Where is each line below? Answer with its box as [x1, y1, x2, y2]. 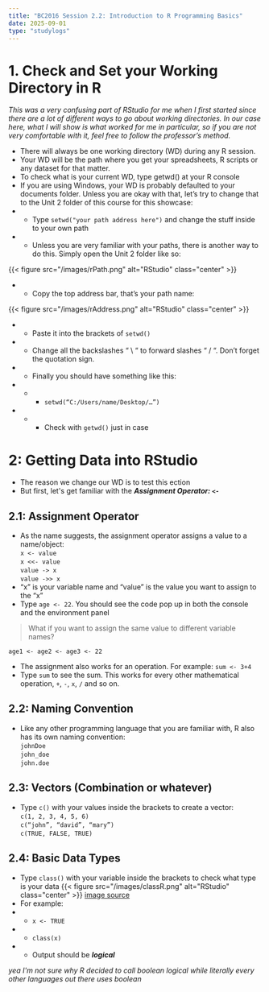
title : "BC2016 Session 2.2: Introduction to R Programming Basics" [8, 11, 243, 20]
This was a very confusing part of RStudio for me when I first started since [8, 105, 257, 115]
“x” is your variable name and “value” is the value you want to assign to [19, 582, 257, 592]
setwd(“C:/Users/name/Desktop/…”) [43, 399, 160, 407]
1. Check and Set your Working [8, 61, 218, 80]
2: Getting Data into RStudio [8, 451, 199, 469]
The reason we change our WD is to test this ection [19, 477, 191, 487]
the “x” [19, 591, 43, 601]
